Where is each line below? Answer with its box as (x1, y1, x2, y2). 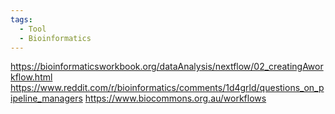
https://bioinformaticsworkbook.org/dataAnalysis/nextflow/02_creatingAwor (10, 61, 324, 73)
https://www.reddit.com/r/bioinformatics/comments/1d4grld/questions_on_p (10, 82, 325, 94)
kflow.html (10, 71, 53, 83)
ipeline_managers (10, 92, 83, 105)
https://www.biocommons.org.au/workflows (84, 92, 267, 105)
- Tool (19, 24, 47, 34)
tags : (10, 14, 33, 25)
